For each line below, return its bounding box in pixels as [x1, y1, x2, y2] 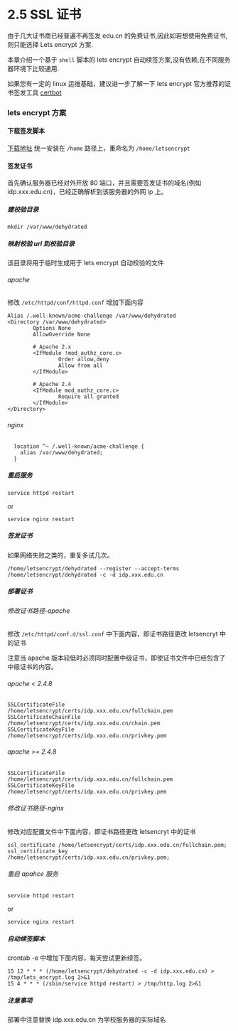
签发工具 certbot [13, 88, 62, 97]
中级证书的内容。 [7, 663, 58, 671]
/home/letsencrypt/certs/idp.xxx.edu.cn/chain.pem [7, 720, 161, 727]
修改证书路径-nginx [7, 804, 64, 813]
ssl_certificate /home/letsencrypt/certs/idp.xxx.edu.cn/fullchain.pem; [7, 841, 227, 848]
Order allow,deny [58, 356, 110, 363]
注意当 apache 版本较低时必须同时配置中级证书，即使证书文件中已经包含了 [7, 653, 226, 662]
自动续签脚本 [7, 934, 45, 943]
